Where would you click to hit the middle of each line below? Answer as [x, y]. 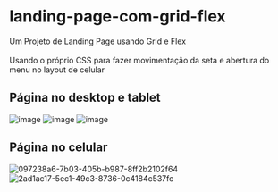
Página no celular [59, 148]
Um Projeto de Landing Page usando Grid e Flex [97, 41]
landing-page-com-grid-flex [118, 17]
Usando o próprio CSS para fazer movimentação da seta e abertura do [139, 60]
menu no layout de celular [57, 70]
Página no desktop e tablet [85, 98]
